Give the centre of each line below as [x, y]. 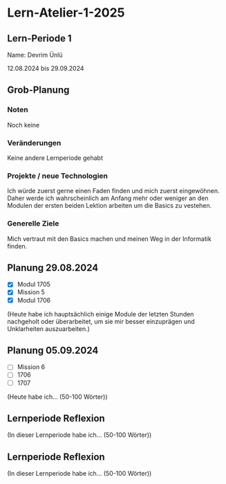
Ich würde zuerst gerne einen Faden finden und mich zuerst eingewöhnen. [113, 191]
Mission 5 [31, 292]
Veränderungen [34, 143]
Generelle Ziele [33, 224]
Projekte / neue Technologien [58, 176]
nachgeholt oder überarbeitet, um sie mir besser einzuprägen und [101, 321]
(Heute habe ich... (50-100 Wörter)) [58, 397]
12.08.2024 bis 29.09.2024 [46, 68]
